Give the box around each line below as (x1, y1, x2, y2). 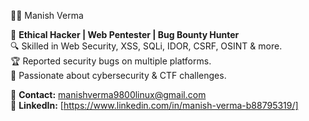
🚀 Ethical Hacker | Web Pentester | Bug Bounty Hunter (10, 29, 240, 40)
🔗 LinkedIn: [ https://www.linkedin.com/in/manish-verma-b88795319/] (10, 100, 299, 111)
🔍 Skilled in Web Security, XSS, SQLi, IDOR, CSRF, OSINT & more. (10, 40, 283, 52)
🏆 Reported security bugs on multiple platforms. (10, 55, 212, 67)
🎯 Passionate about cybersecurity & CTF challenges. (10, 70, 227, 81)
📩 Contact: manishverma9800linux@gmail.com (10, 89, 207, 100)
